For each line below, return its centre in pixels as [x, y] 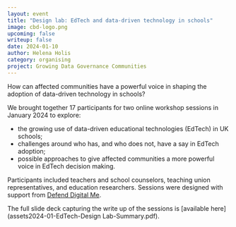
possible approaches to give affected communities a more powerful [116, 159]
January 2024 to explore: [44, 115]
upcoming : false [31, 33]
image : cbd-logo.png [38, 27]
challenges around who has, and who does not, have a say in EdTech [118, 143]
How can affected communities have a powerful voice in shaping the [107, 86]
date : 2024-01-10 [33, 47]
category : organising [39, 60]
